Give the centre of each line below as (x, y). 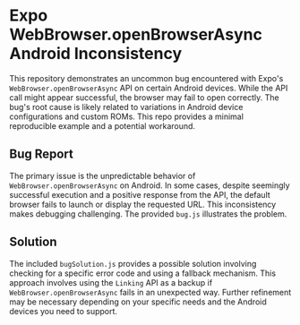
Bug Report (42, 154)
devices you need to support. (64, 311)
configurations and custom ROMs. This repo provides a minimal (127, 116)
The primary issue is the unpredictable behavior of (103, 175)
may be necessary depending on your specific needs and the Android (138, 302)
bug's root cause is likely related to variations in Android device (126, 107)
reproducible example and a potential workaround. (102, 125)
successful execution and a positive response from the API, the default (140, 194)
